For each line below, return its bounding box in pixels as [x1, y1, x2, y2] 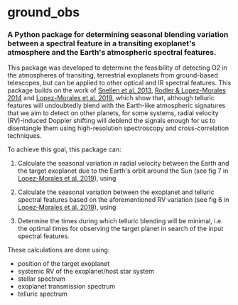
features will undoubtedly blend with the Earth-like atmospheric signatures [7, 101, 226, 110]
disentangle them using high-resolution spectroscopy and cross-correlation [7, 124, 229, 132]
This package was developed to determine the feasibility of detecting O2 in [7, 63, 227, 72]
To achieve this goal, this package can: [7, 145, 121, 154]
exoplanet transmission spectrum [17, 282, 116, 291]
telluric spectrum [17, 289, 67, 299]
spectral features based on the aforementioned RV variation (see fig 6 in [17, 196, 229, 204]
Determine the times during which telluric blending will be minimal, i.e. [17, 217, 223, 225]
